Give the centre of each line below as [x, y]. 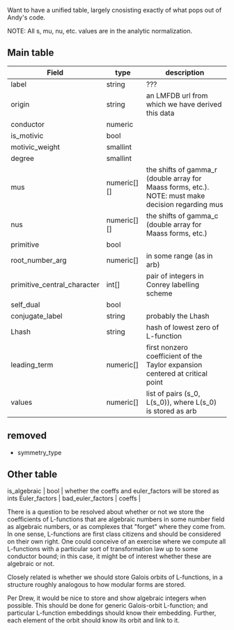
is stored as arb [171, 410]
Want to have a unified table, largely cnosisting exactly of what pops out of [115, 10]
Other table [32, 474]
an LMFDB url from [177, 95]
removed [27, 436]
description [185, 72]
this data [160, 113]
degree [23, 158]
